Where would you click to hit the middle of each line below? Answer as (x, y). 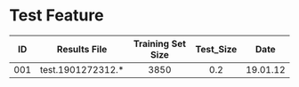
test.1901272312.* (82, 69)
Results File (82, 49)
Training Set (160, 43)
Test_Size (216, 49)
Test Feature (57, 16)
